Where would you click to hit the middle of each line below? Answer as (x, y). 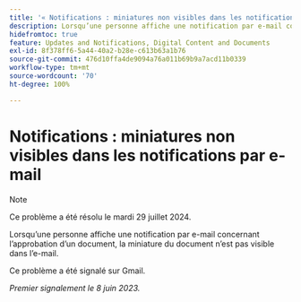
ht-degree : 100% (39, 84)
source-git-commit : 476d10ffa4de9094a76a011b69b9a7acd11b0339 (128, 59)
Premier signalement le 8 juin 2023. (75, 288)
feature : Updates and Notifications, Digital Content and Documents (140, 43)
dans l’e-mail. (34, 253)
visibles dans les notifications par (138, 155)
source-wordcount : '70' (54, 76)
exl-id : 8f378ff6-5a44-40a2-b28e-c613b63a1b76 (98, 51)
